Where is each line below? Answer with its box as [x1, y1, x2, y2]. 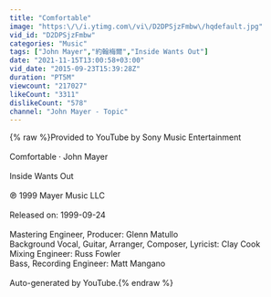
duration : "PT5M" [9, 73, 76, 82]
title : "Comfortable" [9, 13, 92, 23]
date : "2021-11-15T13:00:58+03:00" [9, 56, 145, 65]
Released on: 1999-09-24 [9, 209, 107, 220]
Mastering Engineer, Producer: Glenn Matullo [9, 229, 179, 240]
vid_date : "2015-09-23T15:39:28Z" [9, 65, 141, 74]
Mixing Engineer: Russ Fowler [9, 249, 121, 260]
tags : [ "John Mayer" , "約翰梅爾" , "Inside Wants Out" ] [9, 48, 209, 57]
